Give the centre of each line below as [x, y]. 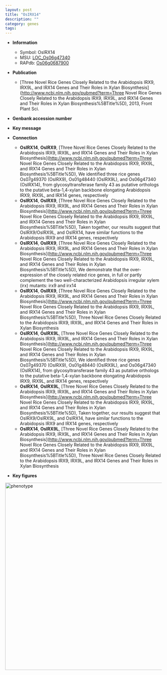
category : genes [22, 24]
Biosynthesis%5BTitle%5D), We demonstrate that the [74, 270]
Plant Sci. [29, 109]
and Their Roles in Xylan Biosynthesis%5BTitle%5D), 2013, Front [86, 103]
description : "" [22, 19]
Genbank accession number [42, 118]
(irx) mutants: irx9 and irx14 [48, 286]
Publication [24, 72]
